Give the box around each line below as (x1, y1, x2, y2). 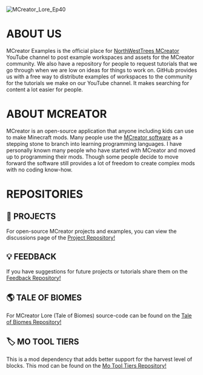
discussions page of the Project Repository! (6, 234, 115, 241)
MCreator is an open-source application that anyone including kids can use (6, 127, 194, 134)
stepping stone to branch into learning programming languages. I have (6, 140, 182, 147)
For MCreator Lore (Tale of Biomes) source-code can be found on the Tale (6, 312, 192, 319)
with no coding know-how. (6, 166, 73, 173)
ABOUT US (6, 27, 62, 41)
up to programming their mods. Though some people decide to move (6, 153, 179, 160)
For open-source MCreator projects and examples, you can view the (6, 227, 177, 235)
